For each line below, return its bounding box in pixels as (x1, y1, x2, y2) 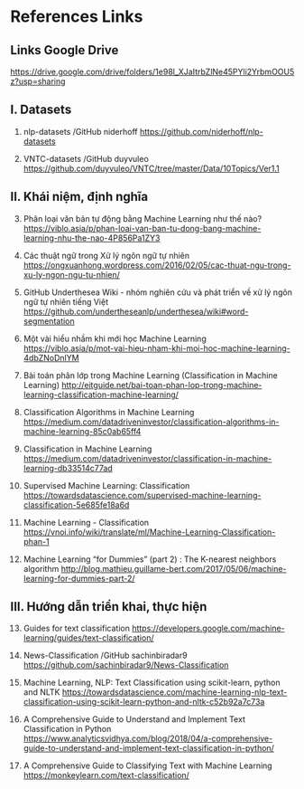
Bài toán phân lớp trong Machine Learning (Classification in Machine (23, 369, 278, 381)
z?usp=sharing (10, 76, 66, 87)
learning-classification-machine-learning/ (23, 389, 180, 400)
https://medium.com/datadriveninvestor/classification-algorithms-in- (23, 416, 280, 427)
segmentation (23, 315, 75, 327)
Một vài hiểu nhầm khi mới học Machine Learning (23, 333, 207, 344)
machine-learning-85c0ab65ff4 (23, 425, 142, 436)
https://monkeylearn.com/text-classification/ (23, 770, 190, 781)
